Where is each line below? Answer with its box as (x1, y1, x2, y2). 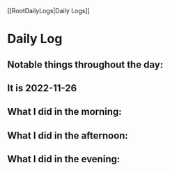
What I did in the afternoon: (7, 130, 129, 141)
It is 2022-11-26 (7, 82, 77, 94)
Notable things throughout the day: (7, 58, 164, 70)
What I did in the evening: (7, 153, 121, 165)
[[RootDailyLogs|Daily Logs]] (7, 7, 91, 15)
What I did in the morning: (7, 106, 122, 118)
